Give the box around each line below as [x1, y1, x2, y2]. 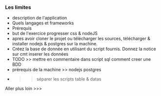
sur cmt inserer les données [12, 51, 69, 57]
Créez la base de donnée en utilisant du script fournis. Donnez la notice [12, 46, 156, 52]
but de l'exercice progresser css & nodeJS [12, 31, 98, 37]
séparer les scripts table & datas [36, 76, 101, 82]
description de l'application [12, 15, 67, 21]
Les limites [5, 4, 31, 11]
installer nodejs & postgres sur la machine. [12, 41, 98, 47]
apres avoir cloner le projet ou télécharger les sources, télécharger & [12, 36, 150, 41]
